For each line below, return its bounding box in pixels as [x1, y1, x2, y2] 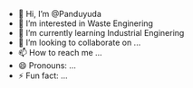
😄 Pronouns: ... [17, 60, 77, 71]
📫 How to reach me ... [17, 48, 102, 57]
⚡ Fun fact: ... [17, 70, 68, 81]
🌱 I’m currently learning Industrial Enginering [17, 28, 185, 38]
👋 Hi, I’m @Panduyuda [17, 9, 102, 19]
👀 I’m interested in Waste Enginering [17, 18, 154, 29]
